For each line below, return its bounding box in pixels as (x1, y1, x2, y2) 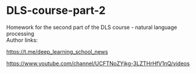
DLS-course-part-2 (6, 4, 106, 17)
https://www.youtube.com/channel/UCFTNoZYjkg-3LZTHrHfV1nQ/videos (6, 60, 190, 67)
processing (6, 30, 35, 37)
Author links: (6, 36, 38, 43)
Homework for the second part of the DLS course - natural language (6, 24, 177, 31)
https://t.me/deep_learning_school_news (6, 48, 108, 55)
